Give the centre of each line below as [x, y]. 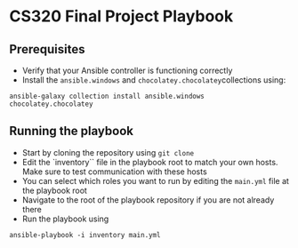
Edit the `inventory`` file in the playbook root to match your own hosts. [150, 162]
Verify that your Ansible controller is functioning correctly [127, 70]
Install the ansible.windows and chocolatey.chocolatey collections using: [154, 80]
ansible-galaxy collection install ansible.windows [107, 96]
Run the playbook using [65, 219]
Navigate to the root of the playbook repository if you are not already [148, 200]
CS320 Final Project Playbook [121, 16]
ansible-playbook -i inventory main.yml [85, 235]
